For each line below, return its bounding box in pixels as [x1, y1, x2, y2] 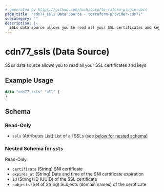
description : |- [5, 20, 38, 26]
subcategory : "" [5, 16, 38, 21]
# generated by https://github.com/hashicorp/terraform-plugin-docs [5, 7, 147, 12]
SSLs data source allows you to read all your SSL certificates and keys [5, 62, 146, 68]
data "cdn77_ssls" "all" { [5, 89, 60, 94]
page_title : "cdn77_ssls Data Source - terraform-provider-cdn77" [5, 12, 143, 17]
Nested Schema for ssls [5, 145, 63, 152]
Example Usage [5, 77, 54, 85]
